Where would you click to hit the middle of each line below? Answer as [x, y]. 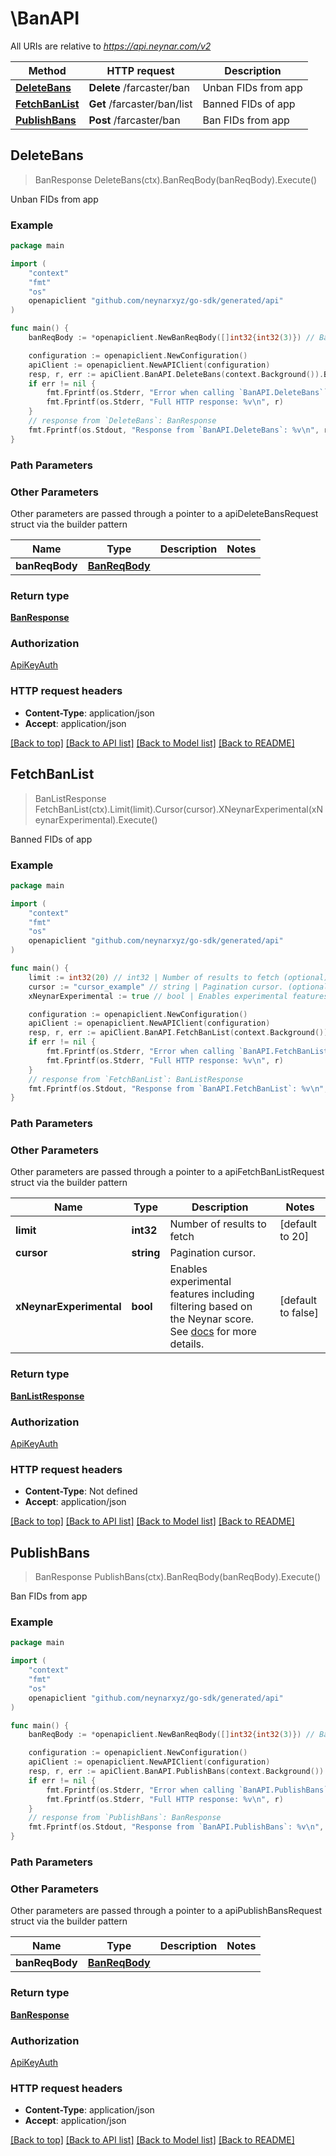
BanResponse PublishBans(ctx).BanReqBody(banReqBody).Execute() [177, 1577]
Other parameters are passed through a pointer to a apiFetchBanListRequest [167, 1172]
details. [187, 1344]
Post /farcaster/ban [134, 120]
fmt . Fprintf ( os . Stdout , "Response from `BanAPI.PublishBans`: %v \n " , [176, 1827]
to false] [299, 1313]
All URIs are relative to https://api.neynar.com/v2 [111, 46]
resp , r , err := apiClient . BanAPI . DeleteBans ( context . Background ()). [176, 374]
